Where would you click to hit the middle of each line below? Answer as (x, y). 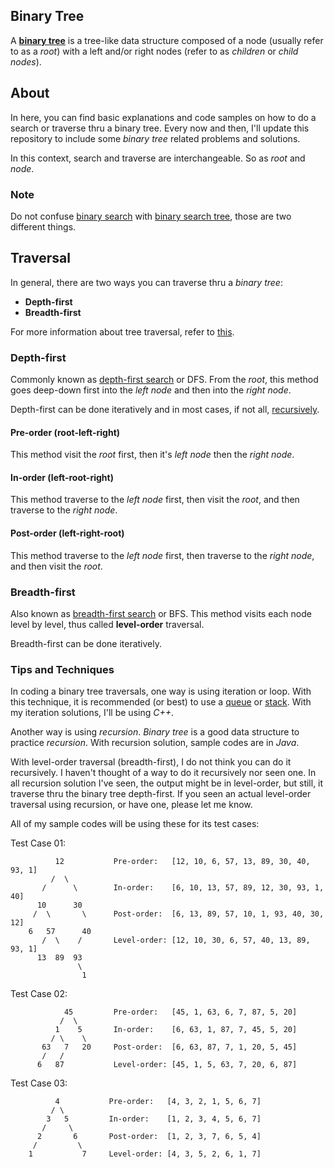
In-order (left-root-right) (62, 477)
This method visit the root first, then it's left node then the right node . (152, 455)
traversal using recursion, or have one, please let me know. (131, 805)
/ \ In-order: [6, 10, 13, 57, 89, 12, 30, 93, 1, (183, 888)
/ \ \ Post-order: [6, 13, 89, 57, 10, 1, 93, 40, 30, (178, 914)
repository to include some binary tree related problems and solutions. (155, 138)
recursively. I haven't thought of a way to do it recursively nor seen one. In (163, 773)
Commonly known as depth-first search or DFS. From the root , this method (164, 380)
